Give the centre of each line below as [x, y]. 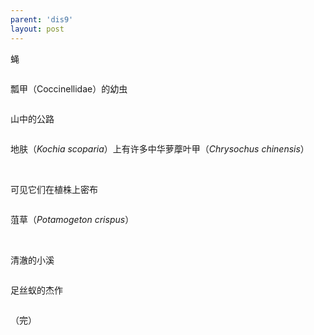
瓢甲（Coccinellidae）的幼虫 [69, 88]
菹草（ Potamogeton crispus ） [72, 219]
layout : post [37, 29]
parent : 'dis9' [42, 19]
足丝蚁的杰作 [36, 290]
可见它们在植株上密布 [54, 189]
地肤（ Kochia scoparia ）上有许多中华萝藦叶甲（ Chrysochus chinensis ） [160, 148]
